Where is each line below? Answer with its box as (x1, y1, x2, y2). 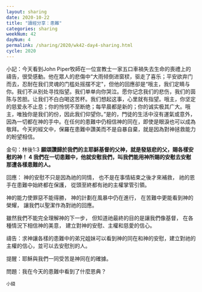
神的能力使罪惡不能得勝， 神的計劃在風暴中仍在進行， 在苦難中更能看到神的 (6, 194, 194, 201)
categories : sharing (6, 25, 58, 32)
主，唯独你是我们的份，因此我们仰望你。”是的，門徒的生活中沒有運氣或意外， (6, 110, 196, 117)
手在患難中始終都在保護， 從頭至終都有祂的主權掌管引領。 (6, 181, 150, 188)
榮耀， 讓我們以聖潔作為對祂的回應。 (6, 201, 97, 208)
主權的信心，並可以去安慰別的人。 (6, 242, 91, 249)
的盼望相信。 (6, 133, 38, 140)
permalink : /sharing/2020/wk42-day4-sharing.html (6, 43, 133, 49)
